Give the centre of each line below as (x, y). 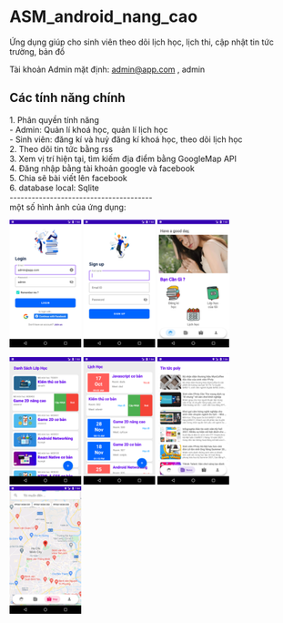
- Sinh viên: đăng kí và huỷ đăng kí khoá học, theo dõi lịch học (126, 139)
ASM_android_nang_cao (104, 17)
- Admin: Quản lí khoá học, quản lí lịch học (89, 129)
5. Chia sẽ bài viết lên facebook (68, 178)
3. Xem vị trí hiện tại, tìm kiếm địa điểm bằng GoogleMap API (123, 158)
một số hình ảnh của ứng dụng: (68, 207)
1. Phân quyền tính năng (55, 119)
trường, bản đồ (37, 51)
